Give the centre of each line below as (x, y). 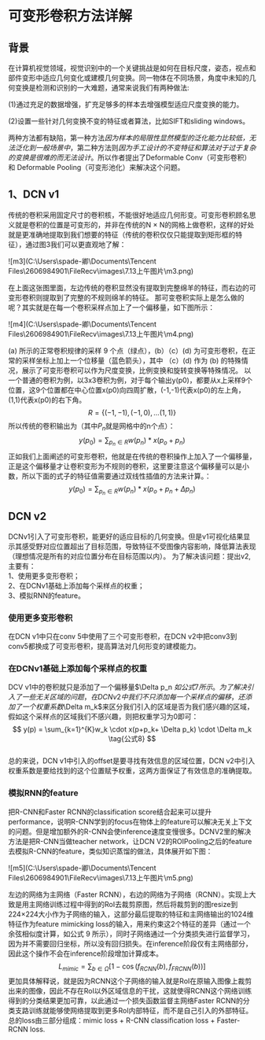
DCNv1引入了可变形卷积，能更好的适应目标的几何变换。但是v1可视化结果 (126, 537)
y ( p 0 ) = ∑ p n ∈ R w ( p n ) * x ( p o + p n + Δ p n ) (132, 490)
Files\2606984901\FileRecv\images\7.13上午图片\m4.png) (101, 334)
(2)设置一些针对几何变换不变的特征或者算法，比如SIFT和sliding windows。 (129, 121)
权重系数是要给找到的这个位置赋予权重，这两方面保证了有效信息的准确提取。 (132, 771)
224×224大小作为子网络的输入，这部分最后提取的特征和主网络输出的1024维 (131, 914)
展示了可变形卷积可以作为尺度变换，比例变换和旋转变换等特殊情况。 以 (136, 370)
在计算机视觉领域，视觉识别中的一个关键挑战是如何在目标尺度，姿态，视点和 (132, 68)
